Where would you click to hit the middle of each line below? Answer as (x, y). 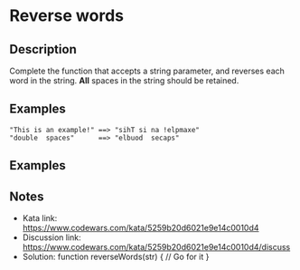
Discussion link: (52, 237)
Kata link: (40, 218)
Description (43, 49)
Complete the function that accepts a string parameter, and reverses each (147, 71)
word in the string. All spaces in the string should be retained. (124, 81)
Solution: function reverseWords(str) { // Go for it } (116, 257)
